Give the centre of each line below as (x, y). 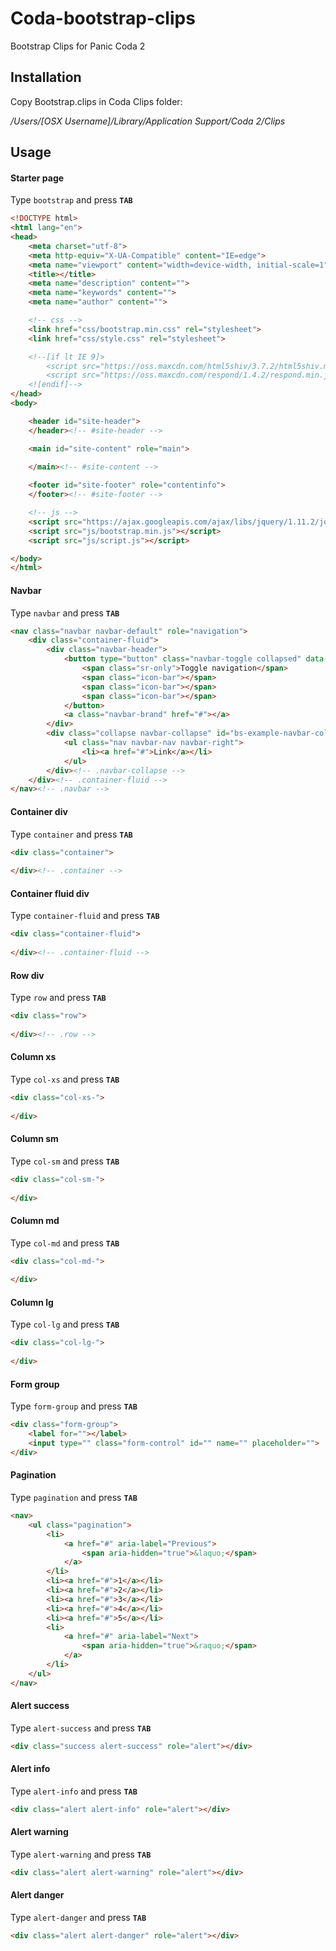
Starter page (37, 178)
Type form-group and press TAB (74, 1406)
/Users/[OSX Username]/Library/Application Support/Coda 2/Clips (148, 121)
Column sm (34, 1139)
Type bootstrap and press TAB (71, 200)
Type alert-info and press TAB (74, 1791)
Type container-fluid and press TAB (85, 916)
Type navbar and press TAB (65, 613)
